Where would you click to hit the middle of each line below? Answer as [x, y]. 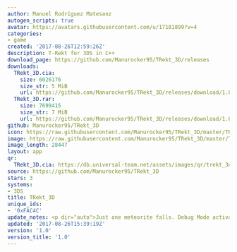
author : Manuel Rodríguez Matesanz [60, 14]
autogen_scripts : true [41, 20]
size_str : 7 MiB [44, 112]
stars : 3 [20, 178]
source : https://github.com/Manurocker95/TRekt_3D [83, 171]
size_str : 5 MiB [44, 86]
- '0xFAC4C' [25, 211]
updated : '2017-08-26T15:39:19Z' [56, 224]
